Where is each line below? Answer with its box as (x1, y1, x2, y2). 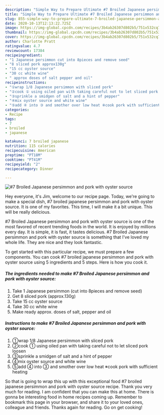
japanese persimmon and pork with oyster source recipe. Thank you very (5, 384, 153, 390)
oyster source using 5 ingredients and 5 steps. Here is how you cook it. (5, 259, 148, 265)
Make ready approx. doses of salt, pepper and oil (12, 309, 111, 315)
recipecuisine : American (5, 148, 56, 153)
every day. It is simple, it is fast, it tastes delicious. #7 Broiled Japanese (5, 229, 148, 235)
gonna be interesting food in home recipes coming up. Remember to (5, 394, 143, 400)
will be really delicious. (5, 209, 51, 215)
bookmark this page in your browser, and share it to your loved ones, (5, 399, 143, 405)
